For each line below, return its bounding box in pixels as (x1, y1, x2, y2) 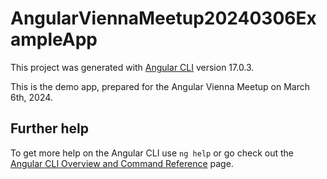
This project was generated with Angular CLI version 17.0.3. (10, 61, 255, 73)
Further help (10, 120, 90, 137)
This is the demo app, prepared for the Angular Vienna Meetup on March (10, 80, 310, 92)
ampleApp (10, 28, 98, 51)
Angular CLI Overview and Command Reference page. (10, 157, 234, 169)
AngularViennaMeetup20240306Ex (10, 7, 317, 30)
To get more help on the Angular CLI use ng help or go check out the (10, 147, 294, 159)
